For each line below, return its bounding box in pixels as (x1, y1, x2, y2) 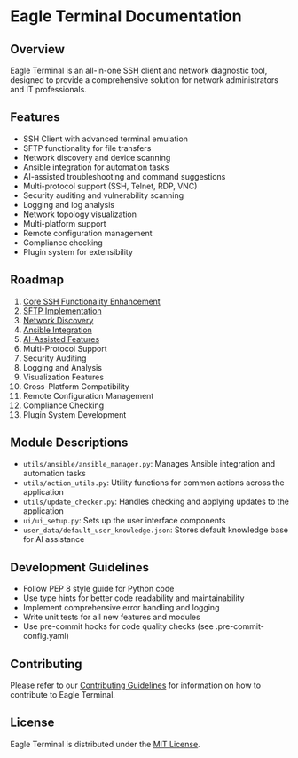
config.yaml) (22, 631, 70, 642)
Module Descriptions (10, 435, 129, 451)
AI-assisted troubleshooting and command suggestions (22, 171, 226, 181)
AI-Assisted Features (22, 333, 100, 344)
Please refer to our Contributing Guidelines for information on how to (10, 680, 261, 690)
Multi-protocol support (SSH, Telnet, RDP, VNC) (22, 180, 198, 191)
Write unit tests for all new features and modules (22, 611, 200, 623)
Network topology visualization (22, 209, 137, 219)
